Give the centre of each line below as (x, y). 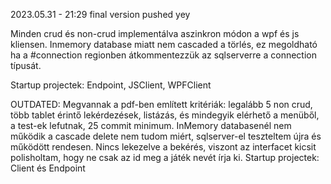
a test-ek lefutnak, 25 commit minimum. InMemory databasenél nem (151, 125)
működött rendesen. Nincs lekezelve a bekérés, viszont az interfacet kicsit (163, 147)
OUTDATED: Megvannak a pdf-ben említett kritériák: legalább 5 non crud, (161, 104)
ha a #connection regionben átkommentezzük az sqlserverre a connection (163, 55)
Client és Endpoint (48, 168)
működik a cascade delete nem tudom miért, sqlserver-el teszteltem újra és (166, 136)
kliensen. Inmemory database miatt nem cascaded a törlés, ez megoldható (164, 44)
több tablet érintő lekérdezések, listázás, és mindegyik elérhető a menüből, (165, 115)
